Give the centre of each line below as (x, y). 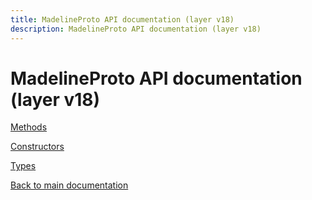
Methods (29, 127)
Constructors (37, 147)
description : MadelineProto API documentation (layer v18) (136, 29)
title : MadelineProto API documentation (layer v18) (122, 19)
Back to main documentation (69, 185)
